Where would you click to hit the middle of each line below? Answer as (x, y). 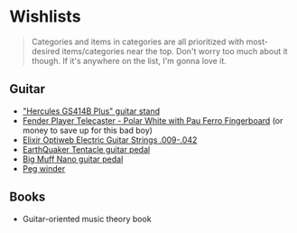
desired (46, 51)
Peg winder (44, 168)
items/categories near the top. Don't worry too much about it (175, 51)
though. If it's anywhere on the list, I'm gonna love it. (129, 61)
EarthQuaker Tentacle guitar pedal (86, 149)
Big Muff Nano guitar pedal (73, 159)
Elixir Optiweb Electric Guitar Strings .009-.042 (110, 140)
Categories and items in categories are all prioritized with (138, 42)
